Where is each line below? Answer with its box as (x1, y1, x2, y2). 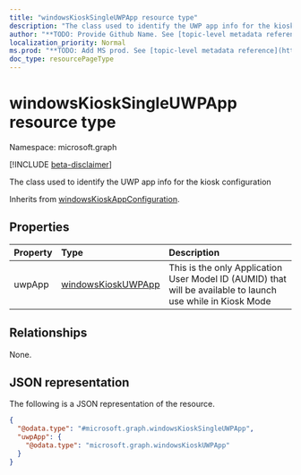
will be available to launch (168, 284, 278, 296)
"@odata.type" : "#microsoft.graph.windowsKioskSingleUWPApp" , (17, 424, 254, 434)
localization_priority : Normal (9, 38, 126, 47)
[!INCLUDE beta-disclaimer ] (9, 158, 112, 170)
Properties (9, 220, 70, 235)
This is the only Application (168, 261, 283, 274)
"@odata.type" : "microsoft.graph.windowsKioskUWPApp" (25, 441, 230, 450)
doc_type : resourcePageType (9, 55, 115, 64)
